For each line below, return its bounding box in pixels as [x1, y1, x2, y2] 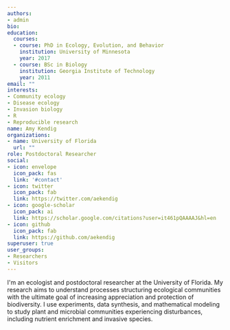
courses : [13, 36, 38, 43]
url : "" [13, 144, 36, 151]
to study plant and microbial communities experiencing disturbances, [7, 307, 203, 316]
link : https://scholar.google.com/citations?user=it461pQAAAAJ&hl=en [13, 214, 216, 221]
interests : [7, 87, 38, 93]
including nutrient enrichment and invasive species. [7, 314, 153, 323]
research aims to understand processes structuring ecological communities [7, 285, 221, 294]
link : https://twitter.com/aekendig [13, 195, 118, 203]
